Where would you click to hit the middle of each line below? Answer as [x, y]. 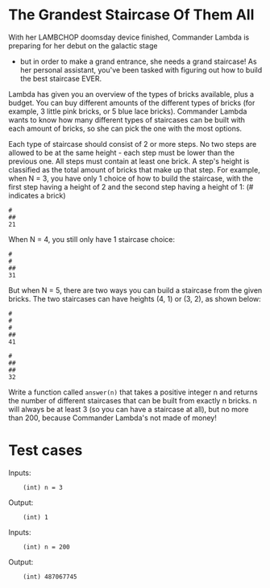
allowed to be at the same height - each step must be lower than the [122, 152]
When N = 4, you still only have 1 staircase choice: [92, 239]
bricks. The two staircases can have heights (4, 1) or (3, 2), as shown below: [135, 298]
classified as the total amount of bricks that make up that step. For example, [134, 169]
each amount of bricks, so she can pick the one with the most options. [125, 128]
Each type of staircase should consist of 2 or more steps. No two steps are [133, 144]
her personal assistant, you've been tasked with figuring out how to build [141, 69]
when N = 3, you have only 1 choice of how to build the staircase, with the [131, 178]
